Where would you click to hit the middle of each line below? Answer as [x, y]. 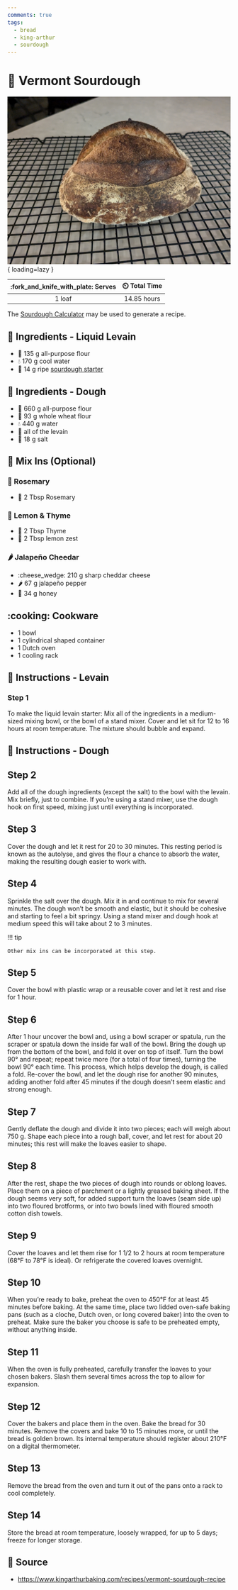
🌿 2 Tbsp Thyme [42, 530]
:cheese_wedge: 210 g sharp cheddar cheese [84, 575]
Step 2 [22, 775]
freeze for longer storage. [45, 1540]
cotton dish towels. [35, 1213]
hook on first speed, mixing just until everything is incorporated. [101, 807]
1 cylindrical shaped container [61, 640]
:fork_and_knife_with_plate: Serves [63, 287]
